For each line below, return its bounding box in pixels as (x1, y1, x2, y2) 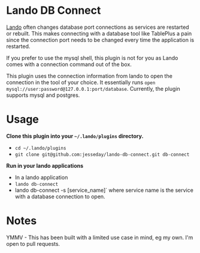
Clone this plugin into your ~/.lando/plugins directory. (6, 132, 144, 139)
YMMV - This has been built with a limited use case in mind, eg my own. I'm (6, 234, 193, 241)
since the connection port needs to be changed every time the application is (6, 36, 195, 43)
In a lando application (14, 174, 68, 181)
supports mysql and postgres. (6, 91, 80, 99)
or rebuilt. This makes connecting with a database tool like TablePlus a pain (6, 29, 192, 37)
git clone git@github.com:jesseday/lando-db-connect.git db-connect (14, 151, 190, 157)
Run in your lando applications (6, 162, 84, 169)
